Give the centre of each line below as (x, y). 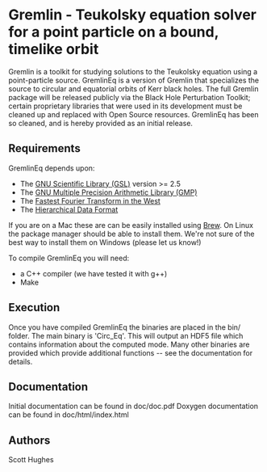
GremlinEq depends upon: (52, 168)
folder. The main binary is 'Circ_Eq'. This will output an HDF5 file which (126, 335)
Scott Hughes (31, 460)
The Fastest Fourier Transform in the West (90, 200)
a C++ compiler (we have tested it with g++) (94, 273)
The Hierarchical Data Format (69, 209)
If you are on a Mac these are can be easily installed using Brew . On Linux (131, 225)
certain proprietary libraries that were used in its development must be (125, 106)
